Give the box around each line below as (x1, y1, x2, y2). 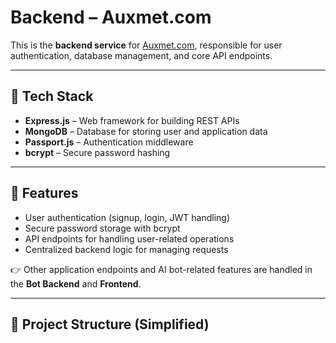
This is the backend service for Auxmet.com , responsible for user (10, 39, 283, 51)
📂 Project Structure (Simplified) (10, 316, 210, 333)
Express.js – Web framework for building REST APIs (24, 114, 240, 126)
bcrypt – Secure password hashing (24, 146, 171, 158)
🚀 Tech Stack (10, 88, 94, 105)
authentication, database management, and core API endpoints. (10, 49, 273, 61)
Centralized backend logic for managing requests (24, 243, 229, 255)
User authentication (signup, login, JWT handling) (24, 211, 231, 223)
